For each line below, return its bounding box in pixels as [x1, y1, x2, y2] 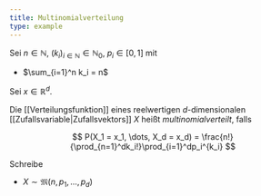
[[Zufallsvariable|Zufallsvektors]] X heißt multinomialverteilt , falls [9, 113, 252, 124]
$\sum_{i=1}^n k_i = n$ [22, 67, 109, 78]
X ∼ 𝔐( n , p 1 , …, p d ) [22, 176, 94, 189]
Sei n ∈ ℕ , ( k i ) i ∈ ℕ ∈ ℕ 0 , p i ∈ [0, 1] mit [9, 47, 157, 60]
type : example [9, 22, 64, 31]
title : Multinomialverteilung [9, 13, 125, 23]
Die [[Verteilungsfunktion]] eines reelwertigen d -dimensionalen [9, 103, 246, 114]
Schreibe [9, 158, 44, 169]
